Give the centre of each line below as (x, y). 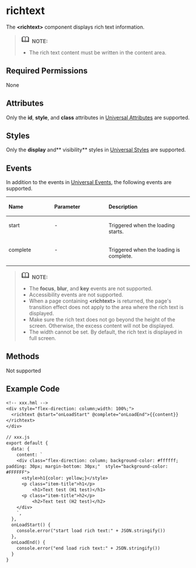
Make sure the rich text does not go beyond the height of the (102, 319)
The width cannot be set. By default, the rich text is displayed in (106, 332)
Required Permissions (47, 71)
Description (123, 206)
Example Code (33, 389)
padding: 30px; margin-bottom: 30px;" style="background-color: (87, 467)
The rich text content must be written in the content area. (98, 52)
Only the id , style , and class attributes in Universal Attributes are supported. (98, 117)
